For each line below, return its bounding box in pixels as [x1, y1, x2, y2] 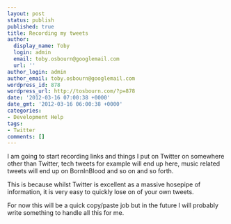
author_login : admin [7, 68, 67, 75]
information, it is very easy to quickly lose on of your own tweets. [7, 188, 194, 196]
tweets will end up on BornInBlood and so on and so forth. [7, 167, 174, 175]
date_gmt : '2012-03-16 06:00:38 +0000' [7, 101, 123, 108]
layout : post [7, 10, 45, 17]
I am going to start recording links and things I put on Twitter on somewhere [7, 152, 225, 161]
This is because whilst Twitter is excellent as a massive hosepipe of [7, 180, 201, 189]
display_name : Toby [13, 42, 70, 49]
